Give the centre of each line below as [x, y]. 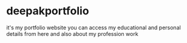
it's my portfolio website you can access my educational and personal [93, 27]
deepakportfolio [48, 11]
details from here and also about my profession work [72, 33]
